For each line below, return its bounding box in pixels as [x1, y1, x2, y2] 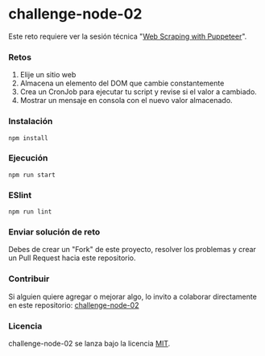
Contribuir [8, 273, 50, 284]
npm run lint [8, 208, 52, 216]
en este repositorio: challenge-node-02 [8, 300, 139, 310]
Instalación [8, 116, 53, 127]
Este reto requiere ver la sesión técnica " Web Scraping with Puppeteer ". [8, 31, 247, 41]
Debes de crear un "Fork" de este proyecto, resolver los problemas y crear [8, 245, 256, 255]
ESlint [8, 189, 32, 201]
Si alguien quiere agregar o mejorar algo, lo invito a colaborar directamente [8, 292, 258, 301]
